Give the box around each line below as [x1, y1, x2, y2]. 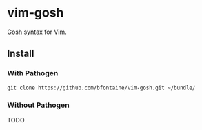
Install [7, 48, 34, 59]
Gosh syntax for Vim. [7, 28, 67, 36]
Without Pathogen [7, 100, 70, 110]
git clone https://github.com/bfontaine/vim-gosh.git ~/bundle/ [7, 84, 196, 91]
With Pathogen [7, 68, 59, 78]
